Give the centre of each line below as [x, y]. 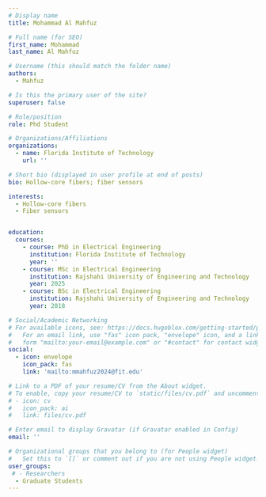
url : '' [35, 161]
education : [26, 233]
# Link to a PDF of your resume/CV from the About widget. [108, 386]
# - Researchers [38, 473]
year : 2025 [47, 284]
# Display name [33, 15]
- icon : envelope [44, 357]
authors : [23, 74]
